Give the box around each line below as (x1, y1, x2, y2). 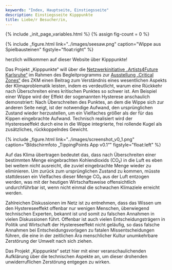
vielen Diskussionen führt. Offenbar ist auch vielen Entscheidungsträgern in (5, 216, 165, 222)
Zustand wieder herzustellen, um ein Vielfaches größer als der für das (5, 110, 154, 116)
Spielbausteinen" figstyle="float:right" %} (5, 47, 94, 53)
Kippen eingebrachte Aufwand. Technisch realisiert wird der (5, 115, 133, 122)
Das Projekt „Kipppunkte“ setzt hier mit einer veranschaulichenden (5, 248, 146, 254)
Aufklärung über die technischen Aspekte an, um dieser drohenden (5, 254, 148, 260)
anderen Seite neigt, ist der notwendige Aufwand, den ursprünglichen (5, 105, 153, 111)
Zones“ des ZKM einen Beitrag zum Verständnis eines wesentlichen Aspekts (5, 78, 167, 84)
